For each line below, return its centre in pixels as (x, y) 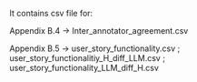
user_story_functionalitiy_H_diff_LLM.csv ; (88, 58)
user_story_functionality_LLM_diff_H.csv (84, 68)
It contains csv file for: (51, 13)
